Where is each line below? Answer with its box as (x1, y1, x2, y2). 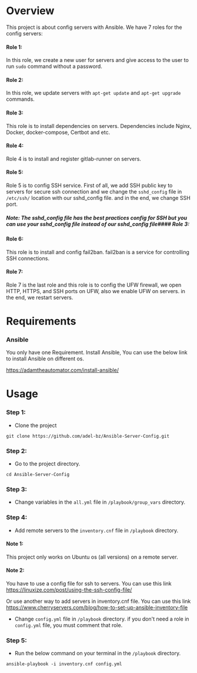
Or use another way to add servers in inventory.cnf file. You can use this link (6, 598, 191, 605)
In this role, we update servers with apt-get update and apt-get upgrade (6, 90, 181, 97)
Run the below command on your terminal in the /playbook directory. (14, 650, 181, 657)
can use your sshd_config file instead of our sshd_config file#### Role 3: (6, 220, 190, 228)
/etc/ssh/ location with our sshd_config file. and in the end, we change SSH (6, 194, 191, 201)
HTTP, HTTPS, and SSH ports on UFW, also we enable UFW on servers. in (6, 287, 185, 294)
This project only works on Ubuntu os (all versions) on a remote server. (6, 553, 178, 560)
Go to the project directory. (14, 460, 81, 467)
